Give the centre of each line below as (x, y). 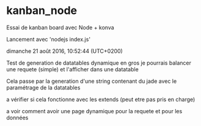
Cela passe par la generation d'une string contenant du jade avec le (92, 81)
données (17, 117)
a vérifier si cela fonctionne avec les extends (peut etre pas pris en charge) (101, 99)
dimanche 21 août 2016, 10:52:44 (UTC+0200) (65, 51)
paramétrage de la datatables (43, 87)
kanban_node (42, 11)
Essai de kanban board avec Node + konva (60, 27)
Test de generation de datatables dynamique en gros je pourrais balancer (99, 63)
